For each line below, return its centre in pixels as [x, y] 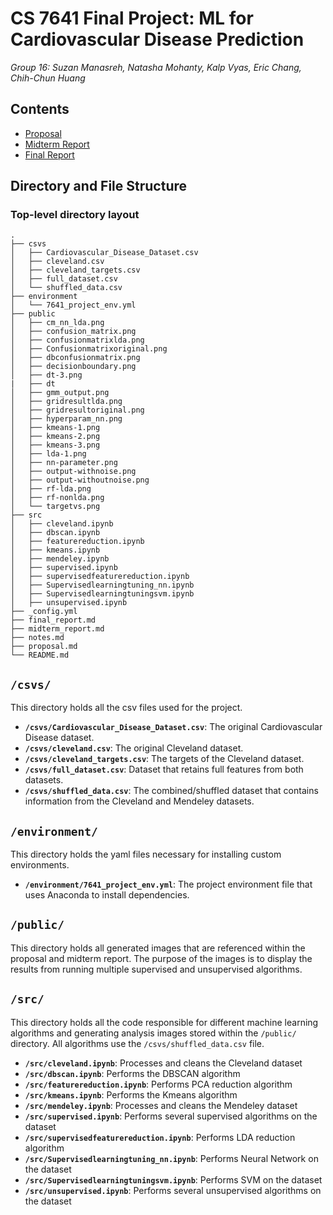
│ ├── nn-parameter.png [64, 463]
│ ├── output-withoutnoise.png [80, 480]
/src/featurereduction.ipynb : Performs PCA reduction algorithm [158, 1084]
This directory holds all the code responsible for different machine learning [164, 1022]
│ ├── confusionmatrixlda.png [77, 340]
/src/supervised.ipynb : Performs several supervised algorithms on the [171, 1116]
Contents [40, 109]
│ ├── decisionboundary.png [73, 367]
